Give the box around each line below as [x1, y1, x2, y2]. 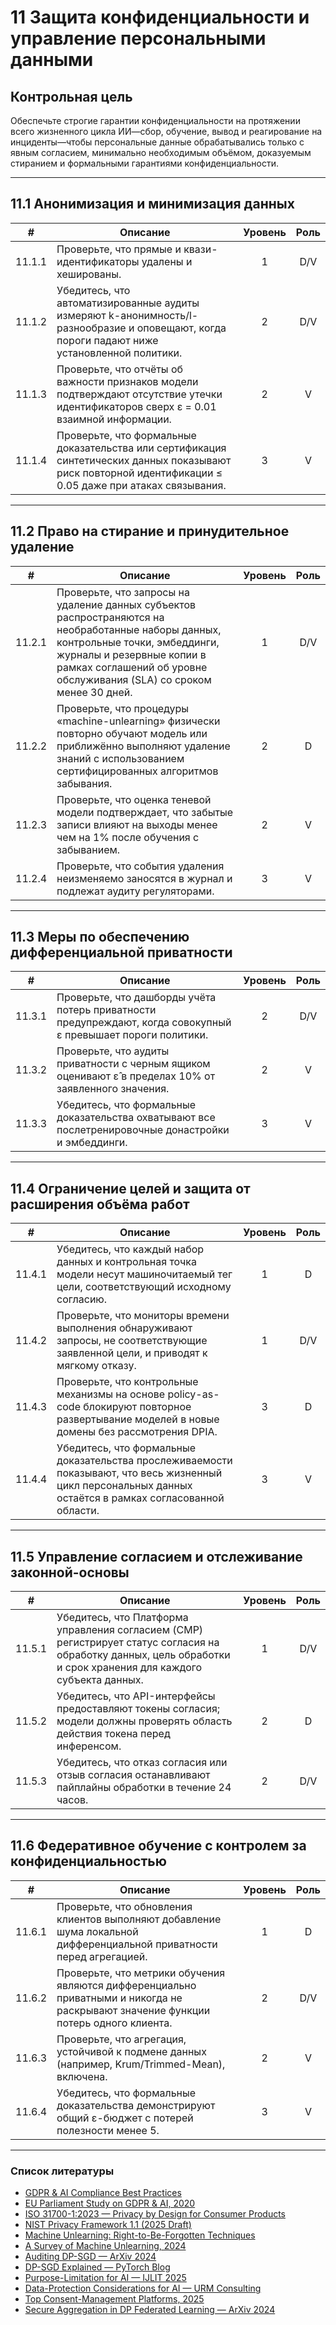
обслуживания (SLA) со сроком [56, 672, 212, 686]
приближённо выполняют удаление [56, 739, 231, 753]
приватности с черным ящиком [56, 1057, 211, 1071]
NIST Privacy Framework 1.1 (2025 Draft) [24, 2219, 192, 2231]
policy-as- [167, 1387, 220, 1401]
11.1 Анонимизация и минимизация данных [10, 196, 295, 213]
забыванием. [56, 842, 121, 856]
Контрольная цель [10, 88, 133, 105]
